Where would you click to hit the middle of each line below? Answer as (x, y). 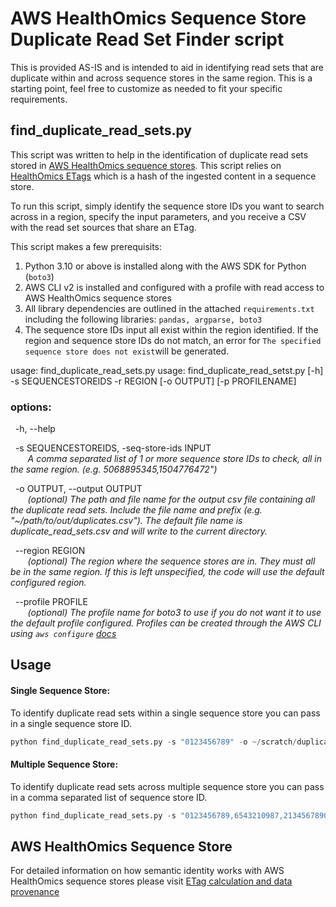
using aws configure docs (63, 634)
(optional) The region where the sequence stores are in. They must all (171, 561)
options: (31, 407)
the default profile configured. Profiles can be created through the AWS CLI (166, 623)
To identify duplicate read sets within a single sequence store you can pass (165, 713)
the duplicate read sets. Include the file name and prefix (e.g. (136, 510)
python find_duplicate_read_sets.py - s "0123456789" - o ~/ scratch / (154, 742)
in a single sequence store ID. (71, 723)
